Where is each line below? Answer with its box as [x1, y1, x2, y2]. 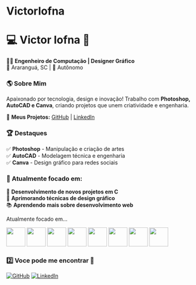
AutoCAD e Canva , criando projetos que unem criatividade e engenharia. [6, 102, 189, 109]
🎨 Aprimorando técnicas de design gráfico [6, 195, 116, 202]
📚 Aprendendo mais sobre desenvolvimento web [6, 201, 134, 209]
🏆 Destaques [6, 129, 47, 138]
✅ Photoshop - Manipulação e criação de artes [6, 145, 125, 152]
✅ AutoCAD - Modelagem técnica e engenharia [6, 152, 125, 159]
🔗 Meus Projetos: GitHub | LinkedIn [6, 113, 95, 121]
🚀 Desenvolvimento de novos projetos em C [6, 188, 119, 195]
